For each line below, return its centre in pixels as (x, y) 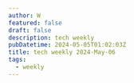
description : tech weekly (51, 38)
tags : (17, 60)
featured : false (35, 23)
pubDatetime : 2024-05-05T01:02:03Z (67, 45)
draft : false (30, 30)
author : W (25, 15)
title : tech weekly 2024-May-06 (62, 52)
